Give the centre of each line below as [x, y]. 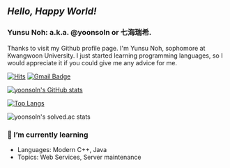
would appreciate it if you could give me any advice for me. [92, 62]
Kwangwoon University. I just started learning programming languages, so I [115, 56]
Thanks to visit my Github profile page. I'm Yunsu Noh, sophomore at [106, 48]
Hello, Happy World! [52, 11]
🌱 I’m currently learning [48, 135]
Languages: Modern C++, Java [62, 149]
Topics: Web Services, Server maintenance [79, 157]
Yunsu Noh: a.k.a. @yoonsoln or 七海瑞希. [79, 33]
